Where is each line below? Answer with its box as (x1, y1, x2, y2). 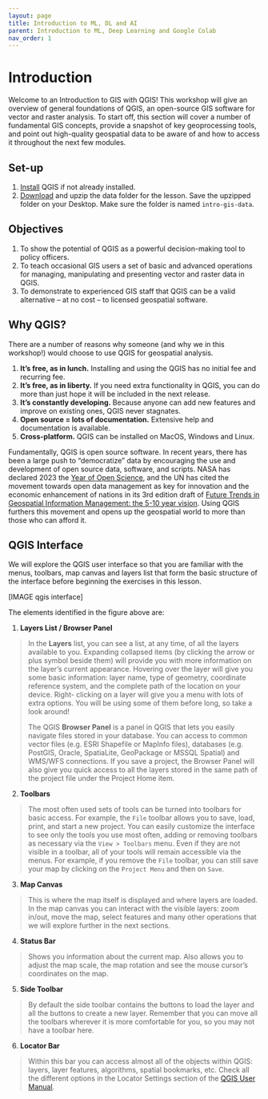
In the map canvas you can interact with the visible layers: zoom (27, 903, 240, 914)
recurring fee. (19, 372, 66, 382)
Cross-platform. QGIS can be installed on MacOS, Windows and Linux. (19, 431, 255, 441)
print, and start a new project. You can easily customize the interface (27, 822, 255, 831)
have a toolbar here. (27, 1025, 94, 1035)
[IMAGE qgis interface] (8, 592, 84, 602)
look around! (27, 707, 70, 717)
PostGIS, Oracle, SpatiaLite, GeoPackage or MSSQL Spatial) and (27, 748, 240, 758)
